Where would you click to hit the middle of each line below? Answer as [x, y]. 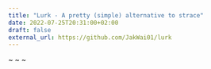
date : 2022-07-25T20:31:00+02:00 [63, 23]
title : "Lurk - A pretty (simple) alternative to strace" [106, 15]
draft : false [30, 30]
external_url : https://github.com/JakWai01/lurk [90, 37]
